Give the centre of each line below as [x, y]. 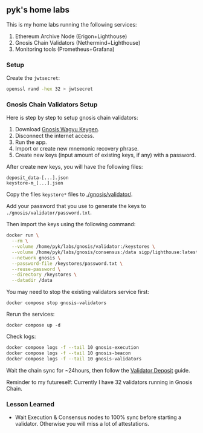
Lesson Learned [31, 404]
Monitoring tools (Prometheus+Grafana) [65, 49]
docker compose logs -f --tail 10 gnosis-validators [74, 359]
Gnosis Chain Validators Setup [52, 104]
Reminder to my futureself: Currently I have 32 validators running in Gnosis [99, 382]
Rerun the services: [31, 314]
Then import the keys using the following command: [71, 224]
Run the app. [31, 142]
